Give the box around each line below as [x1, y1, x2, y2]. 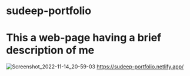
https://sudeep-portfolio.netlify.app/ [96, 63, 184, 70]
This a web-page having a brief [6, 31, 162, 45]
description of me [6, 44, 95, 57]
